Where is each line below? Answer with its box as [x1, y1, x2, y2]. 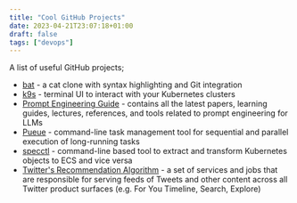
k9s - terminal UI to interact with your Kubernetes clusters [21, 89, 236, 100]
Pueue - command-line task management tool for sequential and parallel [21, 126, 289, 138]
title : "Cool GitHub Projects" [9, 12, 126, 22]
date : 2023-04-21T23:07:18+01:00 [9, 21, 134, 30]
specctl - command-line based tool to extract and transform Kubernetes [21, 146, 288, 157]
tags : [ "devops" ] [9, 37, 74, 47]
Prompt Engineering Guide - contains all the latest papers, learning [21, 99, 268, 110]
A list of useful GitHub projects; [9, 62, 125, 73]
